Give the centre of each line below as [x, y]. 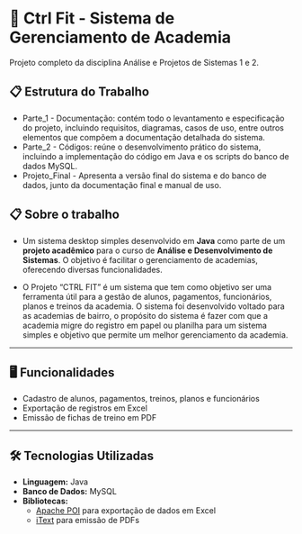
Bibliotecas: [45, 501]
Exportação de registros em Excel [85, 408]
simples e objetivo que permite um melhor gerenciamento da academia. [155, 335]
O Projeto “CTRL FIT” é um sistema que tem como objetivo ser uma [147, 286]
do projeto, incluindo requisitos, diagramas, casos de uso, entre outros [153, 127]
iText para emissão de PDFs [88, 520]
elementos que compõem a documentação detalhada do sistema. [143, 137]
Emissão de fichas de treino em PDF [89, 418]
